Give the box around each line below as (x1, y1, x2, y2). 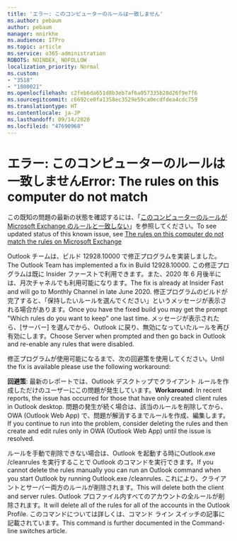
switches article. (19, 527, 67, 535)
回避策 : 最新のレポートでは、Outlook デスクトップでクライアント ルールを (7, 377, 223, 386)
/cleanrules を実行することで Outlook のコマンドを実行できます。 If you (7, 458, 214, 466)
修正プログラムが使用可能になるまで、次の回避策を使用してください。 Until (7, 354, 225, 363)
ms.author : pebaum (7, 17, 62, 24)
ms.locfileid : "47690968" (7, 122, 83, 130)
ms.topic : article (7, 43, 62, 50)
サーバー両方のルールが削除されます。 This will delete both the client (25, 483, 224, 492)
